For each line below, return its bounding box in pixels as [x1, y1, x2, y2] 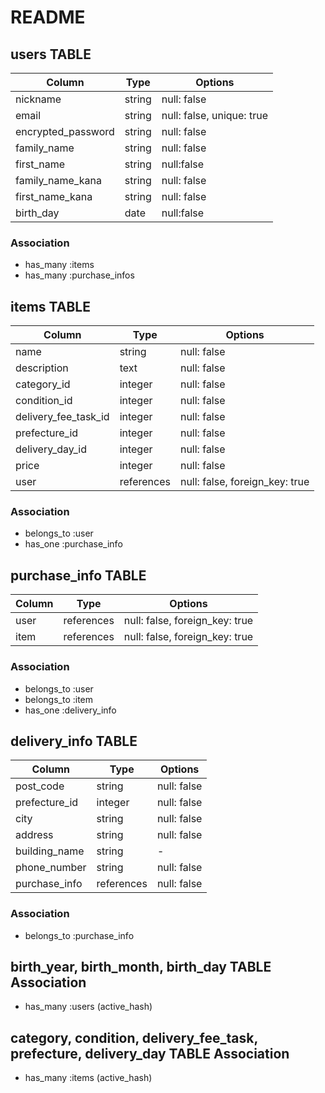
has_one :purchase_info [24, 538, 123, 550]
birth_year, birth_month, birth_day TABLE [10, 959, 272, 976]
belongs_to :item [24, 693, 94, 705]
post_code [15, 779, 65, 793]
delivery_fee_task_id [15, 410, 110, 424]
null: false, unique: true [161, 109, 268, 122]
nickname [15, 92, 62, 106]
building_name [15, 844, 85, 858]
